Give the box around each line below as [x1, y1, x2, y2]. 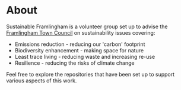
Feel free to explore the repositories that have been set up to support [6, 71, 175, 78]
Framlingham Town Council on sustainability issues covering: [6, 29, 155, 36]
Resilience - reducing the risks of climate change [14, 59, 135, 66]
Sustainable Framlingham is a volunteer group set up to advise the [6, 23, 168, 30]
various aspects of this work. [6, 77, 77, 84]
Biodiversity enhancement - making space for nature [14, 46, 144, 54]
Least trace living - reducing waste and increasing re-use [14, 53, 155, 60]
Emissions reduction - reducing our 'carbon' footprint [14, 41, 145, 48]
